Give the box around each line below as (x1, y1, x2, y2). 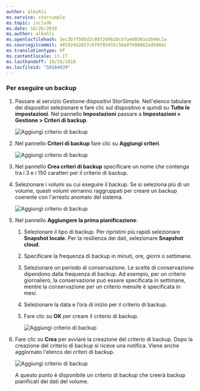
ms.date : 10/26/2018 (6, 25, 58, 32)
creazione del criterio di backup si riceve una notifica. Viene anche (14, 341, 180, 349)
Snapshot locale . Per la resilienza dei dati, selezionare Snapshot (23, 234, 184, 242)
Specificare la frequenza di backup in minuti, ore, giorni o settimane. (23, 252, 192, 260)
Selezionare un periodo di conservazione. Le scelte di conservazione (23, 264, 194, 271)
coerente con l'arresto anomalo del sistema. (14, 193, 124, 201)
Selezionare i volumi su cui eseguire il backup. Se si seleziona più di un (14, 180, 190, 188)
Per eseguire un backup (6, 84, 77, 93)
